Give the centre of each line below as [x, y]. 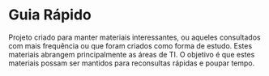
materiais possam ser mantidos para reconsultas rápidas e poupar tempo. [132, 63]
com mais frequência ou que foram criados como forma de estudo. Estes [130, 45]
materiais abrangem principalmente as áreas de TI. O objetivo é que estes [132, 54]
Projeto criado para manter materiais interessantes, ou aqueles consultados [134, 37]
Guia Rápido [50, 15]
